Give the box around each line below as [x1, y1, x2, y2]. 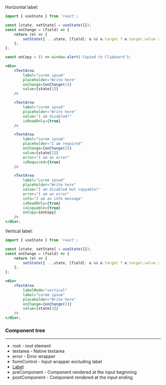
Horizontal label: [5, 4, 39, 10]
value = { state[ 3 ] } [23, 306, 58, 311]
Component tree [5, 327, 45, 334]
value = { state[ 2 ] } [23, 150, 58, 155]
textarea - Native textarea [12, 348, 65, 354]
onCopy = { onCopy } [23, 210, 56, 215]
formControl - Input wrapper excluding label [12, 359, 102, 365]
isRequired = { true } [23, 159, 61, 165]
